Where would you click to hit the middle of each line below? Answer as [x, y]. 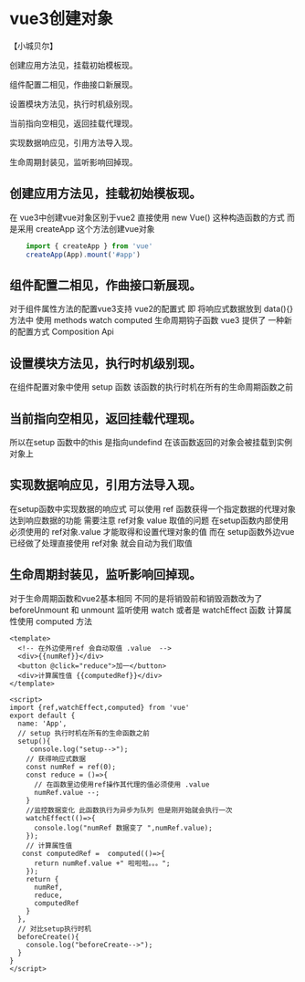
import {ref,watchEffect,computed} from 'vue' [100, 707]
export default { [42, 716]
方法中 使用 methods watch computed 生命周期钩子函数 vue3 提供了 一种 [147, 320]
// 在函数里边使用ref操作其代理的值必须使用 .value [121, 784]
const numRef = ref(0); [71, 767]
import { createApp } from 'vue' [89, 246]
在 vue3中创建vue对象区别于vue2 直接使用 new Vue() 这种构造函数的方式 [147, 217]
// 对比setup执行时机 [54, 929]
